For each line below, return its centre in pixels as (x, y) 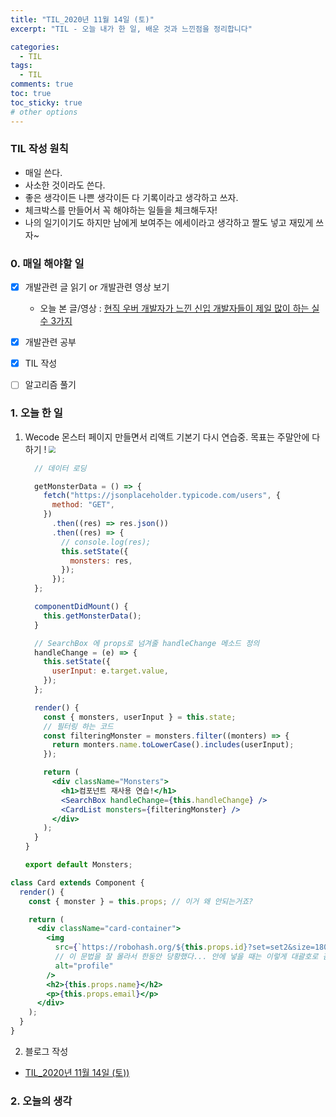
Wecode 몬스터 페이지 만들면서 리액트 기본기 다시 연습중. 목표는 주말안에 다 (172, 437)
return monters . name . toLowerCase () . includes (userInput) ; (173, 745)
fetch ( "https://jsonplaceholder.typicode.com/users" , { (162, 496)
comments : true (42, 84)
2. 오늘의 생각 (41, 1101)
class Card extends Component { (77, 882)
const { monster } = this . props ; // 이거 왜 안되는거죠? (141, 901)
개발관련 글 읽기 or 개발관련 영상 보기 (97, 287)
